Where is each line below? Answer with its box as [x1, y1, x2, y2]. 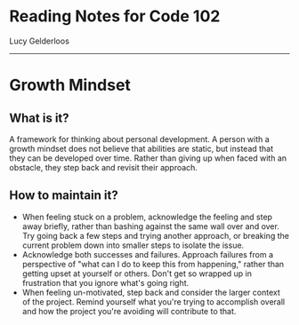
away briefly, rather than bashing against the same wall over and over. [21, 220, 280, 232]
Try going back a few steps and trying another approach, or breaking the [21, 230, 289, 241]
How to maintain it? [9, 188, 118, 203]
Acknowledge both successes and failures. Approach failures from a [21, 249, 274, 259]
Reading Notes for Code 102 [9, 6, 221, 27]
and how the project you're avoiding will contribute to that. [21, 305, 237, 316]
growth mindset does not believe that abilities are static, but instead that [9, 143, 274, 154]
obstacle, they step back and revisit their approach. [9, 162, 198, 172]
